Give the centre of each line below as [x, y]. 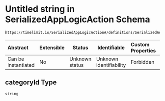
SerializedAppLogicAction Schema [78, 19]
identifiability [111, 65]
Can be [16, 59]
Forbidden [143, 62]
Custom [140, 44]
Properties [143, 50]
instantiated [21, 65]
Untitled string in [40, 9]
